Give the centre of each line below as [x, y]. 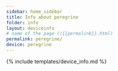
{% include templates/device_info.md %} [57, 61]
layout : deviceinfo [30, 28]
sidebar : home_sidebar [34, 12]
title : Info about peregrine [42, 17]
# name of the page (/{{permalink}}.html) [60, 34]
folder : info [22, 22]
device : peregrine [29, 45]
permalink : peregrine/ [34, 39]
